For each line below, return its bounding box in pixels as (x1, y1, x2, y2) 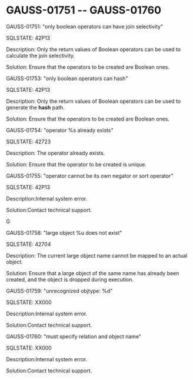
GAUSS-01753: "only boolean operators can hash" (6, 75, 128, 82)
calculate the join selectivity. (6, 52, 75, 59)
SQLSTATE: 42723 (6, 138, 51, 145)
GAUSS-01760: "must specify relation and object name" (6, 333, 142, 340)
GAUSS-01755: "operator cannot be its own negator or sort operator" (6, 172, 174, 179)
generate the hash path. (6, 104, 65, 111)
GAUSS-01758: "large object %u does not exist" (6, 229, 122, 236)
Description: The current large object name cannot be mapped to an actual (6, 252, 188, 259)
